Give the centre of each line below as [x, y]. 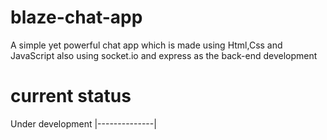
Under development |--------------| [83, 123]
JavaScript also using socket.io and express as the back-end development [164, 55]
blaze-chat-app [76, 17]
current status [71, 96]
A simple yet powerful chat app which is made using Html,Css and [146, 45]
